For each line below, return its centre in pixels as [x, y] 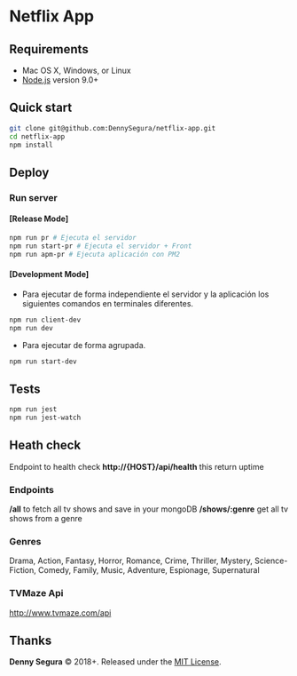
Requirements [49, 49]
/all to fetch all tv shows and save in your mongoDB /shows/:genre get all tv [149, 509]
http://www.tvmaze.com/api [60, 612]
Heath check [45, 445]
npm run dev [31, 328]
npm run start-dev [43, 362]
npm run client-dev [45, 320]
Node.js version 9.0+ [60, 80]
